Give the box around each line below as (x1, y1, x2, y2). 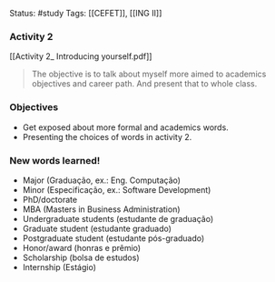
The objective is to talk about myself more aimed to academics (31, 68, 267, 80)
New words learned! (9, 154, 101, 166)
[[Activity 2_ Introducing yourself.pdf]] (9, 51, 152, 62)
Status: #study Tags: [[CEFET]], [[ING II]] (9, 8, 162, 18)
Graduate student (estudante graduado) (22, 223, 172, 234)
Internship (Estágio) (22, 261, 97, 272)
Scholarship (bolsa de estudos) (22, 252, 140, 263)
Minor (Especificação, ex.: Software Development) (22, 184, 211, 195)
